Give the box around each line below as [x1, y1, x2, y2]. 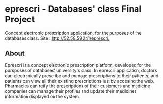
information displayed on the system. [5, 93, 80, 99]
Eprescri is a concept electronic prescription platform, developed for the [5, 62, 151, 68]
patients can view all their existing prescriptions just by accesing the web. [5, 78, 155, 83]
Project [5, 14, 35, 25]
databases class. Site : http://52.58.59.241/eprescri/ [5, 35, 110, 41]
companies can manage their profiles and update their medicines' [5, 88, 138, 94]
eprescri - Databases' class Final [5, 3, 142, 15]
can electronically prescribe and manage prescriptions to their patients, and [5, 72, 159, 79]
